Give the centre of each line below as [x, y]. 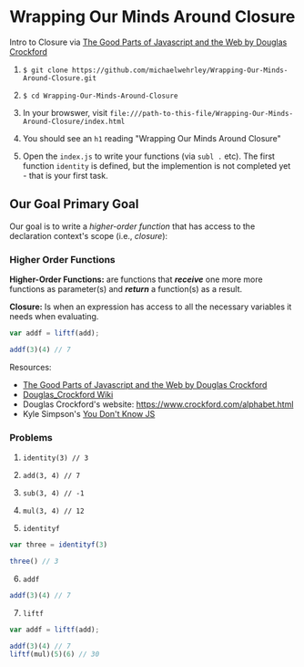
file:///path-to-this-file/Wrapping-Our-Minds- [202, 113]
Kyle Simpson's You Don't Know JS [89, 413]
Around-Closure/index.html [74, 121]
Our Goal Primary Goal [74, 204]
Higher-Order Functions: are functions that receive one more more [136, 279]
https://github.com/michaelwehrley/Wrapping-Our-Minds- [180, 70]
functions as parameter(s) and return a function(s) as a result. [126, 289]
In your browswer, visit [65, 112]
